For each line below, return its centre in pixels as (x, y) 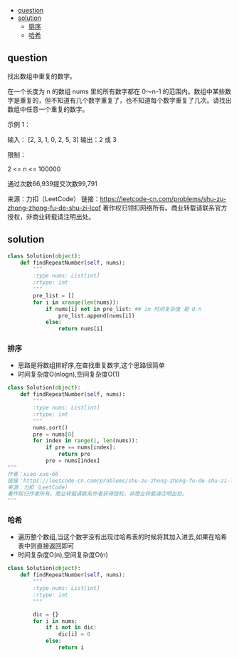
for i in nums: (55, 621)
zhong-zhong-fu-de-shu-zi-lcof (54, 208)
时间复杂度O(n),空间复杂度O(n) (63, 555)
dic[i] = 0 (74, 634)
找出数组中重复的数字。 (42, 76)
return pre (74, 454)
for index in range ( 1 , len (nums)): (86, 441)
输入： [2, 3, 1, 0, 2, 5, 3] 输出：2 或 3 (62, 139)
